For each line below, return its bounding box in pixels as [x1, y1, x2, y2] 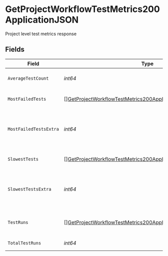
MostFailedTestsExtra [7, 126, 59, 132]
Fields [5, 45, 25, 54]
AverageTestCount [7, 75, 49, 81]
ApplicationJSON [5, 14, 79, 26]
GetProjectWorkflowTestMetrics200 [5, 4, 160, 15]
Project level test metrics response [5, 31, 76, 37]
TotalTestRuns [7, 240, 41, 246]
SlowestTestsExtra [7, 186, 51, 192]
